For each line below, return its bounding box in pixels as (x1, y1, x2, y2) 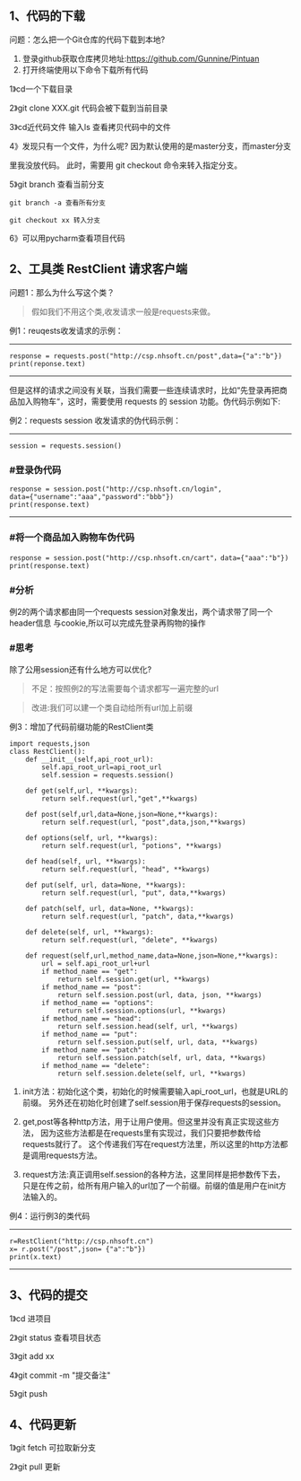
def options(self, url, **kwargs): (25, 833, 159, 842)
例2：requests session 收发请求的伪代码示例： (9, 415, 182, 425)
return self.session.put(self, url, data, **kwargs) (56, 1038, 258, 1047)
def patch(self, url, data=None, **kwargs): (25, 904, 194, 913)
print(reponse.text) (9, 359, 87, 368)
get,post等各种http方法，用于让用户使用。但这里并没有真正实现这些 (21, 1116, 272, 1126)
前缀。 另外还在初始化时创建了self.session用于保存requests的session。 (21, 1097, 287, 1108)
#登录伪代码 (9, 463, 62, 476)
